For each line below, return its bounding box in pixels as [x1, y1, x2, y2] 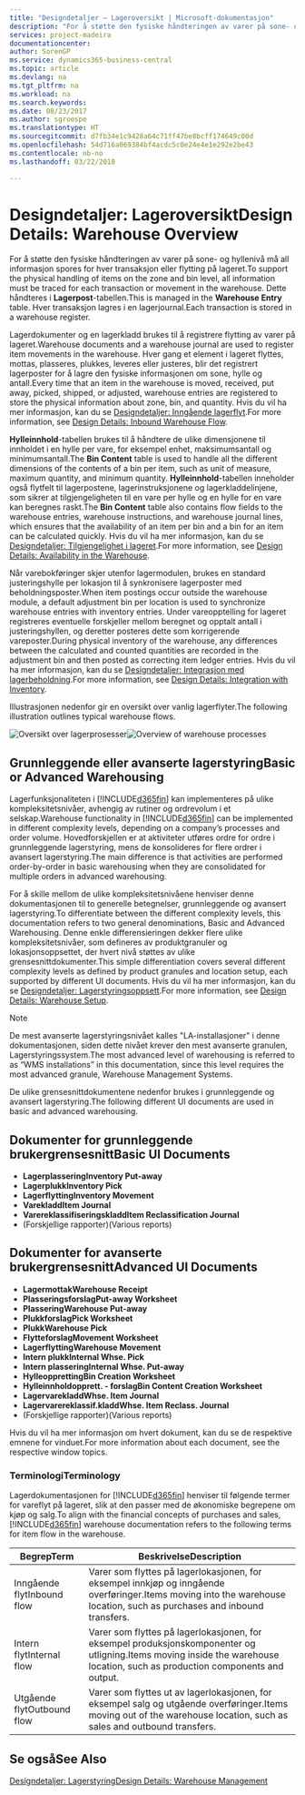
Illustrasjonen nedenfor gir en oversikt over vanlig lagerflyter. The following [9, 702, 288, 713]
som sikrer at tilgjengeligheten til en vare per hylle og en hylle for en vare [9, 492, 282, 503]
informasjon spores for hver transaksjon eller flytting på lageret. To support [9, 263, 289, 274]
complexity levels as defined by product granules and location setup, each [9, 966, 289, 977]
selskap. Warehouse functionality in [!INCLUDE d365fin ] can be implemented [9, 813, 293, 824]
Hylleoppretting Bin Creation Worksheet [22, 1371, 175, 1382]
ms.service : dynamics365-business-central [9, 56, 172, 65]
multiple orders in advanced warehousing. [9, 871, 167, 882]
